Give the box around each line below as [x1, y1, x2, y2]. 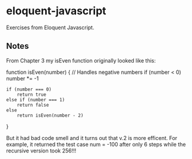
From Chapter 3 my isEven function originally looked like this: [6, 57, 156, 64]
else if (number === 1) [6, 96, 65, 102]
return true [17, 91, 46, 98]
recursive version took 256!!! [6, 147, 77, 154]
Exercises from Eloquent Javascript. [6, 24, 95, 31]
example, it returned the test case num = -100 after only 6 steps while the [6, 141, 186, 148]
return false [17, 102, 49, 108]
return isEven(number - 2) [17, 112, 84, 119]
